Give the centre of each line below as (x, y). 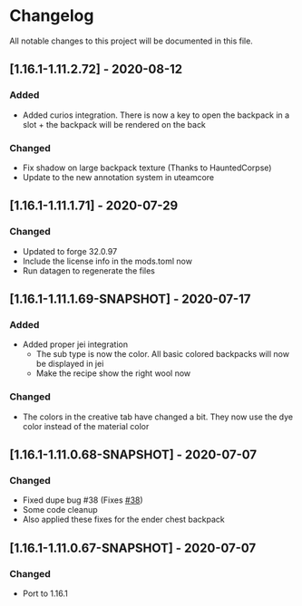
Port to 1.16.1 (45, 593)
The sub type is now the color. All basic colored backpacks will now (163, 354)
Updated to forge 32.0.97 (70, 251)
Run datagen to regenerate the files (89, 270)
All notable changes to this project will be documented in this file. (132, 41)
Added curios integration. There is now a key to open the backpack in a (156, 115)
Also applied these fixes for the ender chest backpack (123, 519)
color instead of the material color (86, 426)
